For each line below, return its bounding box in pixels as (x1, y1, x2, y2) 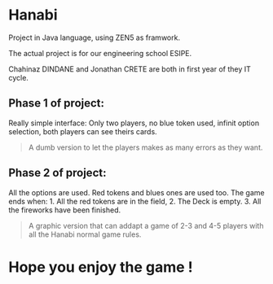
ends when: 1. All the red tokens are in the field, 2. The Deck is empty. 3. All (8, 196, 262, 206)
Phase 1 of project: (8, 96, 104, 111)
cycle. (8, 72, 29, 82)
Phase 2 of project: (8, 166, 107, 180)
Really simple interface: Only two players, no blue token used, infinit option (8, 118, 259, 128)
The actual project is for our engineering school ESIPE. (8, 48, 192, 58)
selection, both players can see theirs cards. (8, 126, 157, 136)
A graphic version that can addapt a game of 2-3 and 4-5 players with (28, 221, 264, 230)
